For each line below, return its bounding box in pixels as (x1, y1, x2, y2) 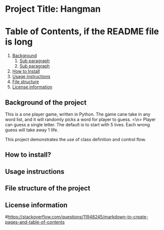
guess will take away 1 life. (5, 127, 59, 133)
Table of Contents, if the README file (5, 26, 159, 37)
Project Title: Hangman (5, 3, 101, 15)
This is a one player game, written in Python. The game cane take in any (5, 111, 151, 117)
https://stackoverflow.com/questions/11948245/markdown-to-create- (7, 214, 148, 220)
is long (5, 36, 33, 48)
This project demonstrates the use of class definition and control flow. (5, 136, 146, 142)
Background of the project (5, 98, 87, 107)
